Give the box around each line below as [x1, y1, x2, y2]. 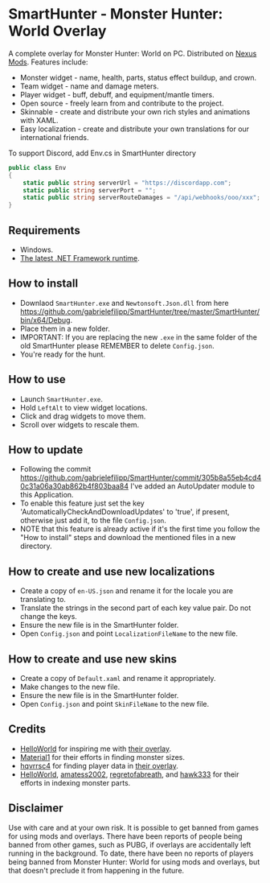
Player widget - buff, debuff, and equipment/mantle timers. [19, 89, 215, 99]
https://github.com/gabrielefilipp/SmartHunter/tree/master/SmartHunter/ [19, 307, 260, 316]
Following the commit [19, 464, 92, 474]
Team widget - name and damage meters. [19, 81, 159, 91]
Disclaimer [8, 802, 63, 815]
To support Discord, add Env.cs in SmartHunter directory [8, 148, 197, 158]
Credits [8, 722, 47, 737]
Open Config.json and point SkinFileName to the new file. [19, 699, 210, 709]
